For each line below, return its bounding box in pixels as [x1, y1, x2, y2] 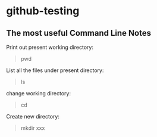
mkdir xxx [20, 124, 45, 132]
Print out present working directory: [6, 43, 94, 51]
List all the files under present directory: [6, 67, 104, 74]
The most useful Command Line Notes [6, 28, 152, 38]
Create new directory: [6, 113, 59, 120]
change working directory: [6, 90, 71, 96]
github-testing [6, 4, 80, 18]
